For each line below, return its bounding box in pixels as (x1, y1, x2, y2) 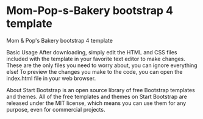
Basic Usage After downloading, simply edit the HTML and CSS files (6, 48, 177, 56)
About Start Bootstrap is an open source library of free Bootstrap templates (6, 86, 195, 93)
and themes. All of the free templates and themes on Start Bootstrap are (6, 93, 187, 100)
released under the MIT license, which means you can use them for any (6, 99, 187, 107)
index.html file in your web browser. (6, 74, 96, 82)
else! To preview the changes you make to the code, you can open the (6, 68, 183, 75)
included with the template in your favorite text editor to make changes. (6, 55, 186, 62)
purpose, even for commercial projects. (6, 106, 105, 113)
